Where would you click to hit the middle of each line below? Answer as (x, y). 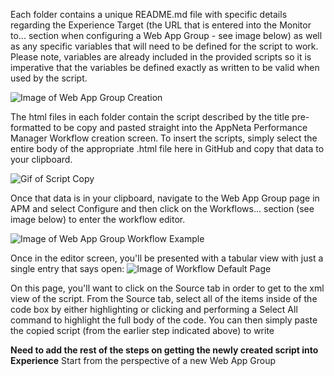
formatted (31, 127)
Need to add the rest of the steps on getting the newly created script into (164, 350)
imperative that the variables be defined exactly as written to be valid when (165, 67)
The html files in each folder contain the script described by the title (150, 117)
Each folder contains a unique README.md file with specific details (149, 14)
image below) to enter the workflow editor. (98, 219)
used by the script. (49, 78)
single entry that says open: (67, 268)
